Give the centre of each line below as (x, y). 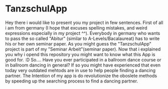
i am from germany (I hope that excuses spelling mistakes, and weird (76, 27)
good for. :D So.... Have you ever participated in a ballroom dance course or (83, 59)
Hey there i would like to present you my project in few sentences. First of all (84, 22)
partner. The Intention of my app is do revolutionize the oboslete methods (81, 75)
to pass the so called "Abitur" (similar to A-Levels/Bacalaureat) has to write (82, 38)
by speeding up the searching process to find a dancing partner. (72, 81)
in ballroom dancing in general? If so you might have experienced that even (83, 65)
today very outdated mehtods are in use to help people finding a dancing (80, 70)
